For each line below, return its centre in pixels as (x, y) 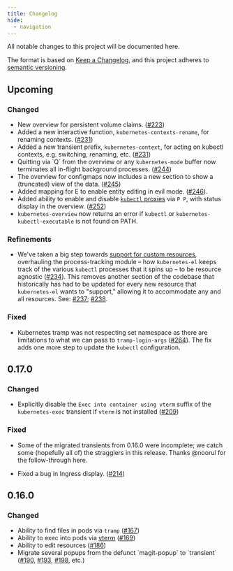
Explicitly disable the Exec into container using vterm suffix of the (114, 404)
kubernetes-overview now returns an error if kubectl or (96, 214)
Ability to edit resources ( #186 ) (62, 545)
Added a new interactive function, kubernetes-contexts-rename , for (113, 132)
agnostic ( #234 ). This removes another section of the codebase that (116, 277)
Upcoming (30, 89)
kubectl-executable (46, 222)
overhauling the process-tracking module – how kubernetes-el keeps (117, 262)
